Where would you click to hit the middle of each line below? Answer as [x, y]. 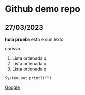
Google [13, 87]
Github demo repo [42, 9]
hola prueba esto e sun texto [34, 39]
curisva [13, 49]
